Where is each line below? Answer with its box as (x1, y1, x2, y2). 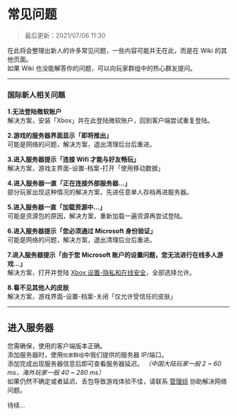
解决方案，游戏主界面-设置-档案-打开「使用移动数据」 (7, 164, 164, 173)
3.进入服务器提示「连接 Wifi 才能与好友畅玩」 (7, 155, 140, 163)
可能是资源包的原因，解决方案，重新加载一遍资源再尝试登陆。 (7, 212, 187, 220)
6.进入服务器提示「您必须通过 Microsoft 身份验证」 (7, 227, 157, 236)
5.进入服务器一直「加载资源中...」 (7, 203, 107, 212)
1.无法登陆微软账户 (7, 108, 62, 116)
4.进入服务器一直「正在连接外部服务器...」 (7, 179, 131, 187)
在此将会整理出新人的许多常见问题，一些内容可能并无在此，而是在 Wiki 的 (7, 46, 221, 54)
